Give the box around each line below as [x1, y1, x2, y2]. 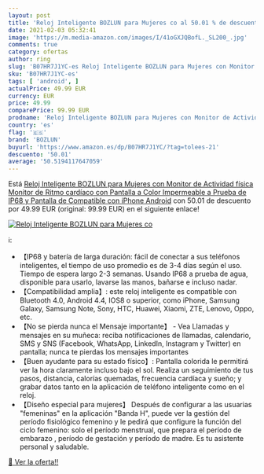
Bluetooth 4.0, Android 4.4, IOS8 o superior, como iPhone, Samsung [19, 296, 240, 305]
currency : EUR [8, 92, 55, 100]
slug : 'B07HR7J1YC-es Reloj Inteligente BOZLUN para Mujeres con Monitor [8, 63, 255, 71]
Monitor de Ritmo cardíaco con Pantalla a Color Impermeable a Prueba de [8, 188, 247, 197]
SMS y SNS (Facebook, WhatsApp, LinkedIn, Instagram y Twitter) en [19, 339, 241, 348]
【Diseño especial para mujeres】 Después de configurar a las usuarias [19, 400, 252, 410]
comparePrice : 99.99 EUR [8, 107, 90, 115]
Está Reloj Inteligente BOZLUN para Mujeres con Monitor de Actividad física [8, 179, 254, 189]
